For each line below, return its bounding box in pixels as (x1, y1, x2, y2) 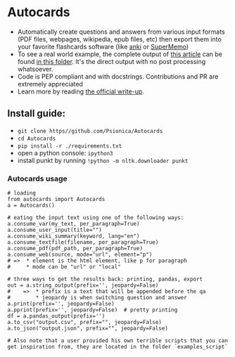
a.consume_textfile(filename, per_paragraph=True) (7, 239, 159, 246)
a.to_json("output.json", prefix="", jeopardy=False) (7, 325, 169, 332)
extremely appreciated (17, 79, 83, 88)
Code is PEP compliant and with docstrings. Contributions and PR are (17, 72, 219, 81)
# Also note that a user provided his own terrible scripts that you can (7, 337, 229, 344)
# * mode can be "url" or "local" (7, 264, 121, 271)
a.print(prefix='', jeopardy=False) (7, 300, 115, 308)
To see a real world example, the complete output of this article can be (17, 50, 223, 58)
